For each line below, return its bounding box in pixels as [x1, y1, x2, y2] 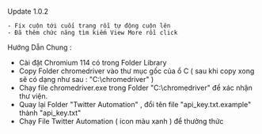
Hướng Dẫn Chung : [7, 43, 72, 52]
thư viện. [18, 91, 48, 101]
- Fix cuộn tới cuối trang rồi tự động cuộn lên [7, 22, 171, 30]
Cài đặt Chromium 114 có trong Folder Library [18, 58, 167, 67]
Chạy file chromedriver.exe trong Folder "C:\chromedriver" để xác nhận [18, 83, 253, 92]
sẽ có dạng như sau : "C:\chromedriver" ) [18, 75, 154, 84]
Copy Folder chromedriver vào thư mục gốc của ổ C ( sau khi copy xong [18, 66, 255, 76]
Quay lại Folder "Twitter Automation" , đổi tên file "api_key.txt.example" [18, 100, 252, 109]
